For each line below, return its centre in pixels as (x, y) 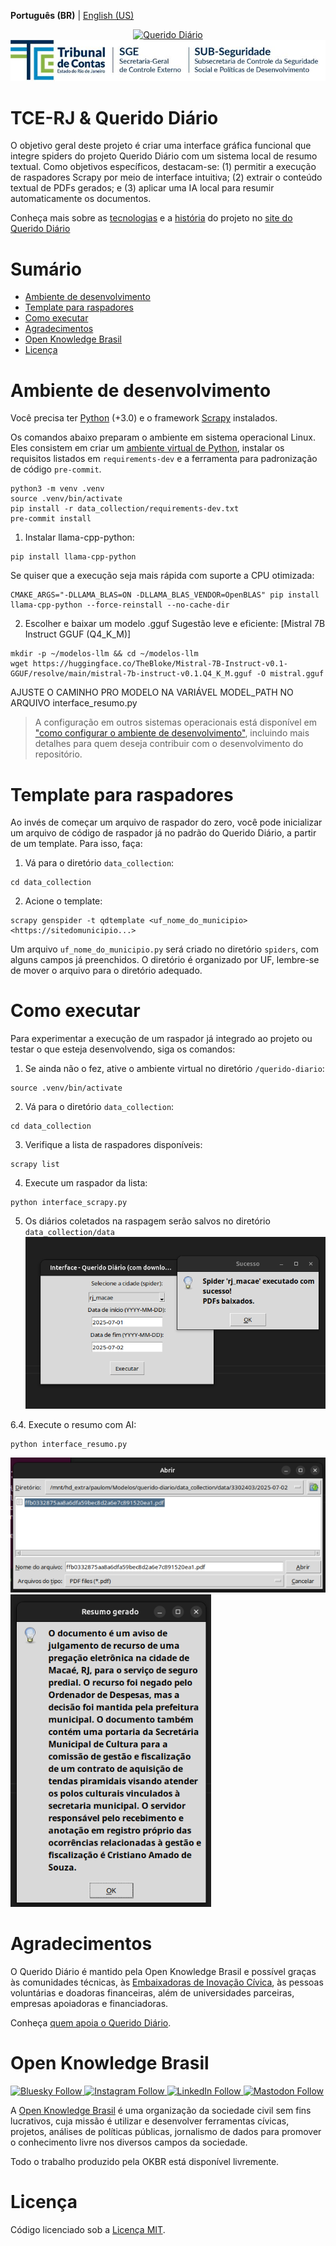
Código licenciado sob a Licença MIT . (88, 2229)
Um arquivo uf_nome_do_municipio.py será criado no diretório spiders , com (164, 949)
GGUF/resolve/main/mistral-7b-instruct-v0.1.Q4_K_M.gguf (131, 674)
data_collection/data (69, 1233)
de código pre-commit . (56, 469)
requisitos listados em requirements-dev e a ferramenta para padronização (164, 459)
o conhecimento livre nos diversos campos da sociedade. (129, 2142)
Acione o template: (63, 901)
